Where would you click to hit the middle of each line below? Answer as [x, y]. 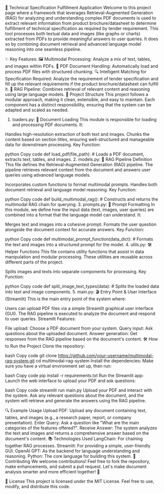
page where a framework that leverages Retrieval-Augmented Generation [79, 13]
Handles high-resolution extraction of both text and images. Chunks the [77, 134]
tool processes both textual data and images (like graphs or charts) [73, 34]
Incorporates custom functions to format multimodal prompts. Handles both [81, 184]
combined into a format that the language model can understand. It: [73, 215]
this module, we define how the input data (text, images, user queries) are [80, 209]
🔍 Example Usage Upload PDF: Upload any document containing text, [76, 410]
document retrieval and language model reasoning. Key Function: [71, 190]
